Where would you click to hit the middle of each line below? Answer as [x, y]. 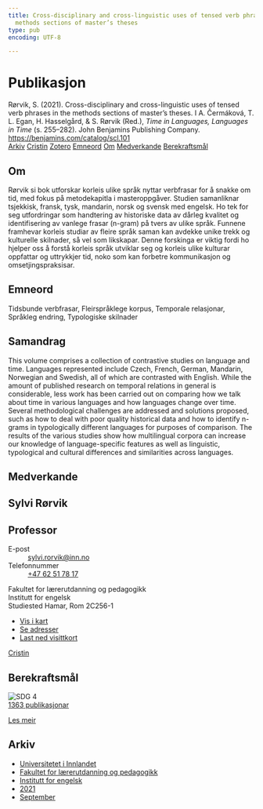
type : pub [24, 30]
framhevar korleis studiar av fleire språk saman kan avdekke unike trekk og [129, 231]
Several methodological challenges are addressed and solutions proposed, [129, 410]
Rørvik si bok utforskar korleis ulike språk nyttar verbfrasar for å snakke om [130, 190]
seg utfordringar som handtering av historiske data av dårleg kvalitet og [124, 215]
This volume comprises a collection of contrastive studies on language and [129, 360]
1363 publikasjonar [38, 705]
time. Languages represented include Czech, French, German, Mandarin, [126, 369]
